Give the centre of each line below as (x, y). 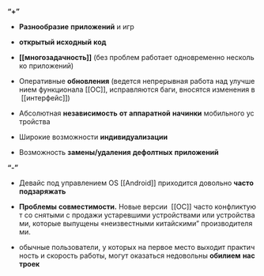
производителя (226, 223)
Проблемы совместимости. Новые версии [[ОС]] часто (116, 206)
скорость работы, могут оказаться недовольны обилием (143, 255)
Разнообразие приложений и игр (77, 26)
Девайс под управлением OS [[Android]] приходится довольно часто (136, 183)
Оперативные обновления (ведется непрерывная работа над (123, 81)
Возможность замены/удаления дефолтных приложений (119, 152)
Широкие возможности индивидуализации (93, 137)
